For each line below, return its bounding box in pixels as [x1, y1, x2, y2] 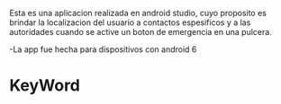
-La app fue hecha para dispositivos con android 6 [9, 44, 197, 55]
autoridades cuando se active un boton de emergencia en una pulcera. [9, 27, 272, 37]
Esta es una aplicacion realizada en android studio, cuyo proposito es [9, 8, 267, 18]
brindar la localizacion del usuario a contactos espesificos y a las [9, 17, 251, 28]
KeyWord [9, 75, 81, 96]
